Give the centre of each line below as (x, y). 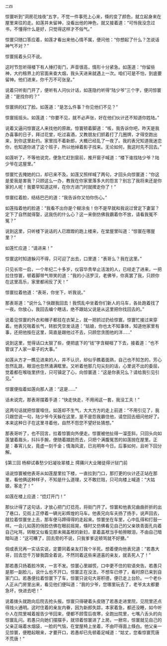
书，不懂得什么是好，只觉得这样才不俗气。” (49, 29)
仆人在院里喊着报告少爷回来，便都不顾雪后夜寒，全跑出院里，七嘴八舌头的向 (83, 614)
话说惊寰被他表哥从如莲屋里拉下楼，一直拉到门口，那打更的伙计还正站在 (79, 473)
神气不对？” (17, 46)
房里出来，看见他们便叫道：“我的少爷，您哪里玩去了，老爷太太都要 (91, 584)
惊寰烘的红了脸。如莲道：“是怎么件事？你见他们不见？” (62, 107)
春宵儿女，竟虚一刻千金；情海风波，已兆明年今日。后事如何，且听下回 (85, 446)
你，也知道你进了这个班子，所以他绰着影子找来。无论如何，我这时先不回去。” (83, 147)
